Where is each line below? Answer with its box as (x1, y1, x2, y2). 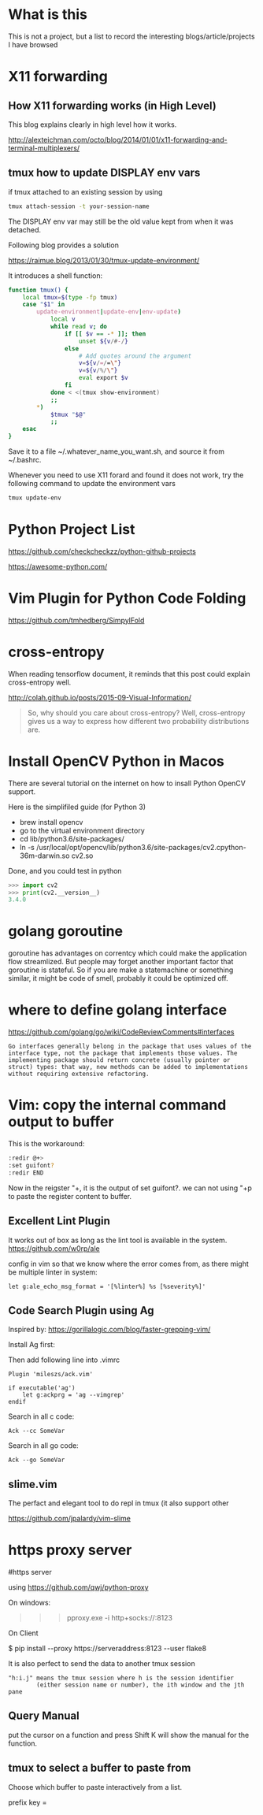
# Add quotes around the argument (78, 352, 192, 360)
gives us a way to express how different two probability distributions (27, 716, 250, 726)
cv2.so (71, 851, 94, 860)
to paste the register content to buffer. (8, 1191, 132, 1201)
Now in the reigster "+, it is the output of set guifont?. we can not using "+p (8, 1183, 252, 1193)
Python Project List (8, 521, 135, 539)
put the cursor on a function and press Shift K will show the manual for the (8, 1730, 250, 1739)
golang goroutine (8, 922, 124, 941)
